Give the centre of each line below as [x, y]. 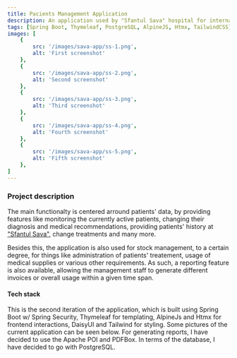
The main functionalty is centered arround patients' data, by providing [109, 211]
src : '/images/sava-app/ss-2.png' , [85, 73]
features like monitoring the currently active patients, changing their [106, 219]
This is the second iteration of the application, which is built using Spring [113, 310]
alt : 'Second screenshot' [71, 79]
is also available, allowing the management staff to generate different [108, 270]
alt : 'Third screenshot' [69, 106]
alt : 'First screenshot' [69, 54]
